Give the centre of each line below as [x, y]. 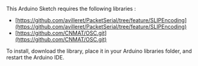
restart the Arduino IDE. [35, 57]
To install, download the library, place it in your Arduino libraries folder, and [99, 51]
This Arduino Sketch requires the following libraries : [71, 9]
